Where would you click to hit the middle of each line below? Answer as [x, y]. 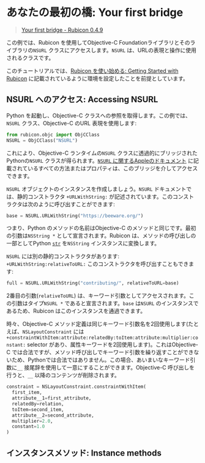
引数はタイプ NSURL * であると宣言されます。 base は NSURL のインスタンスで [105, 303]
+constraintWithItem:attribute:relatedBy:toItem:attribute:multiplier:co [102, 338]
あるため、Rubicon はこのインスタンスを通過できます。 [76, 311]
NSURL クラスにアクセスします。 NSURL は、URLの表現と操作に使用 [115, 50]
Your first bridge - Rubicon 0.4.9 [62, 30]
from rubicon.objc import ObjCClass [53, 135]
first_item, [27, 393]
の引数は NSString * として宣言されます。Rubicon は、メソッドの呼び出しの [101, 235]
